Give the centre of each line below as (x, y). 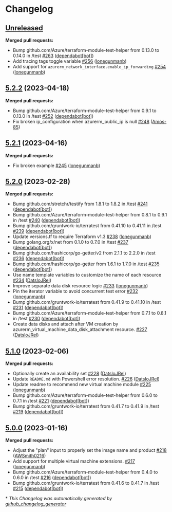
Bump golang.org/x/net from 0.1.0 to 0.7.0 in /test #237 (70, 242)
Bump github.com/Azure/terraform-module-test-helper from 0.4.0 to (85, 472)
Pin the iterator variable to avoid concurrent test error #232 (75, 291)
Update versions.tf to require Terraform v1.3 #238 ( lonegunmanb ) (82, 236)
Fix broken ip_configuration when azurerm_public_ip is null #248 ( (82, 121)
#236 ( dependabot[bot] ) (39, 259)
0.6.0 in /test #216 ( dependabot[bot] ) (52, 478)
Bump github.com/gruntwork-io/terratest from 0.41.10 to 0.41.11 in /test (87, 226)
